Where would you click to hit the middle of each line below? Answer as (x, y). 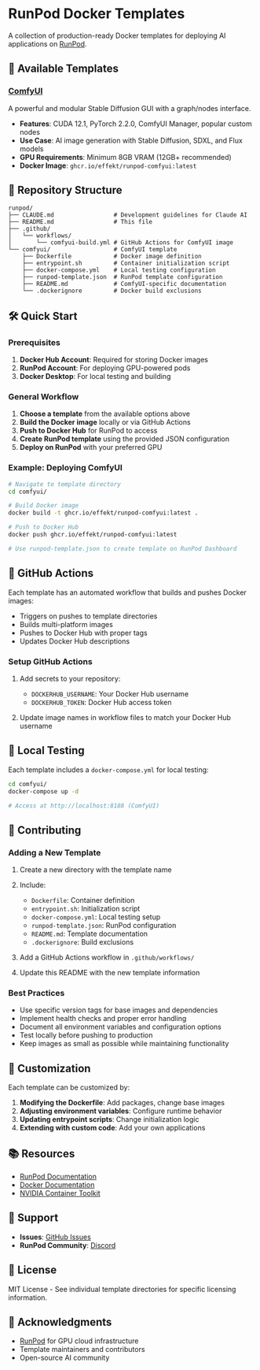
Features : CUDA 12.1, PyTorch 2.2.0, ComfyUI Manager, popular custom (136, 124)
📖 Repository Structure (65, 190)
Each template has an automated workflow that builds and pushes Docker (128, 592)
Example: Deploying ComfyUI (66, 468)
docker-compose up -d (44, 791)
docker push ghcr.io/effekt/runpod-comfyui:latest (93, 535)
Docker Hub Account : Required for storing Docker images (114, 360)
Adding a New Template (55, 852)
